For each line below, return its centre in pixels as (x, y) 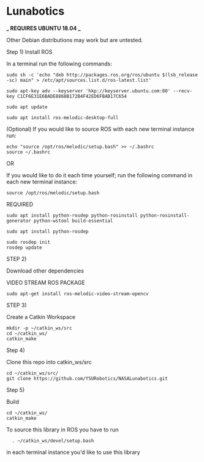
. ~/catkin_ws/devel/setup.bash (53, 441)
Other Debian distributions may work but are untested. (75, 40)
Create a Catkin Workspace (41, 317)
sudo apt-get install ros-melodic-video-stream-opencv (78, 294)
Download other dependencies (45, 271)
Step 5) (16, 390)
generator (19, 221)
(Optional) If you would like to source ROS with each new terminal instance (100, 129)
